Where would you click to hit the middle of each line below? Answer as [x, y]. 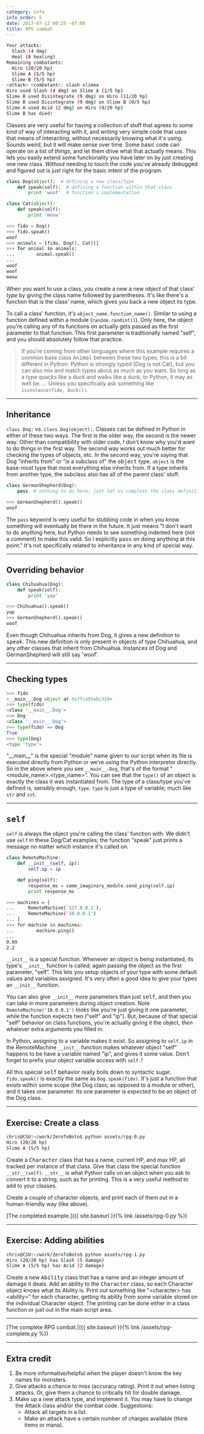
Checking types [37, 679]
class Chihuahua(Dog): [35, 584]
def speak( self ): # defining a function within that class [95, 187]
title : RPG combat [29, 29]
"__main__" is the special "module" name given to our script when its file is [99, 756]
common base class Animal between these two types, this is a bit [104, 357]
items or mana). [44, 1425]
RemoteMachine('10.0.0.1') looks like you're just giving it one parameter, [97, 1010]
